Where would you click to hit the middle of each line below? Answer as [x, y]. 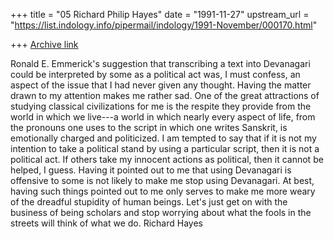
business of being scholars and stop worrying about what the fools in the [161, 212]
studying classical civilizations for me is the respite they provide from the [161, 106]
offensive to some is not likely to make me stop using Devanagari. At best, [162, 180]
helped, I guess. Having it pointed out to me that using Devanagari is [151, 170]
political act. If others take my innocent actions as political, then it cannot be [167, 159]
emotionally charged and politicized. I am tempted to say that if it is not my [163, 138]
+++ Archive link [44, 44]
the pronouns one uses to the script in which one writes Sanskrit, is [149, 127]
